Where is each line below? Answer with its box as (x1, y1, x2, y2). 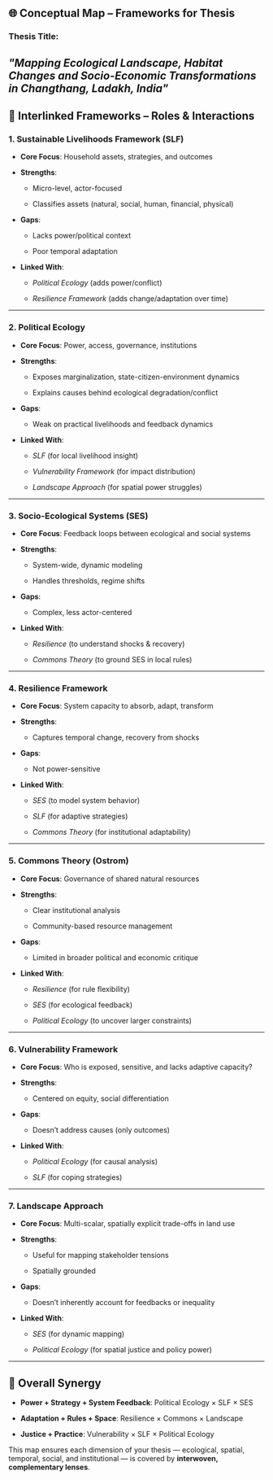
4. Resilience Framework (8, 683, 108, 694)
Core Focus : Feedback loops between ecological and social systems (19, 528, 251, 538)
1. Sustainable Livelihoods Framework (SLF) (8, 133, 184, 145)
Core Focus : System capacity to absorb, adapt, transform (19, 701, 214, 711)
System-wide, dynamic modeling (32, 560, 143, 570)
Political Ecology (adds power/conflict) (32, 278, 162, 288)
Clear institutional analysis (32, 905, 120, 915)
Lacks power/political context (32, 231, 132, 241)
